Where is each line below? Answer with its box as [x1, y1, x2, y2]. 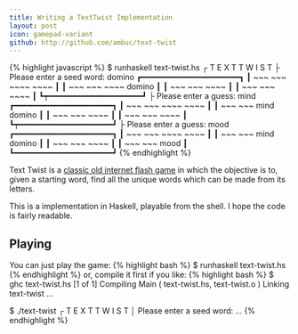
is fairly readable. [9, 210, 73, 221]
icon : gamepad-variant [9, 29, 93, 38]
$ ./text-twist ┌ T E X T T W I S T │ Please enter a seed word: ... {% [9, 305, 256, 316]
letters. [9, 183, 36, 194]
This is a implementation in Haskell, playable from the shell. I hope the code [9, 201, 286, 212]
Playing [9, 236, 52, 251]
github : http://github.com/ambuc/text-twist [9, 37, 177, 47]
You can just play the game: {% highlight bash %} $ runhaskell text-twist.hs [9, 260, 286, 271]
